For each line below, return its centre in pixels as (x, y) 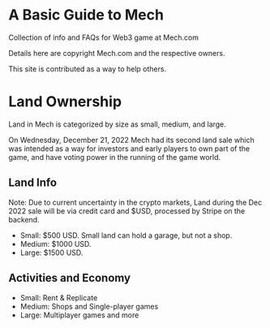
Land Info (33, 183)
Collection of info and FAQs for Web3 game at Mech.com (104, 37)
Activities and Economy (70, 278)
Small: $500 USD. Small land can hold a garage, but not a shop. (126, 235)
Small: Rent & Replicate (59, 297)
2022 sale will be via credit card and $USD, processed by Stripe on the (127, 211)
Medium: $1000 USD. (56, 244)
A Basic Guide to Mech (86, 15)
